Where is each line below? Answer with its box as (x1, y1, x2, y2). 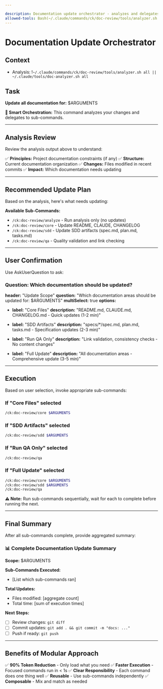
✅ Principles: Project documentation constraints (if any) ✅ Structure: (5, 156, 145, 162)
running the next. (5, 501, 39, 507)
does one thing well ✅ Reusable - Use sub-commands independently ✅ (5, 673, 149, 679)
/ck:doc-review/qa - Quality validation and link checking (12, 237, 125, 243)
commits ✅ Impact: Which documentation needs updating (5, 167, 121, 172)
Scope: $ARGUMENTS (5, 558, 51, 564)
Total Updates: (5, 586, 35, 592)
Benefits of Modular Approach (5, 649, 98, 657)
